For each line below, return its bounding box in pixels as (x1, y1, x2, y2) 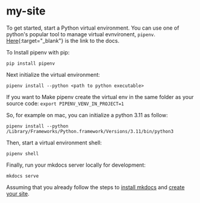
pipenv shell (6, 150, 39, 156)
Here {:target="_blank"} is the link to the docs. (6, 37, 119, 44)
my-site (6, 4, 46, 18)
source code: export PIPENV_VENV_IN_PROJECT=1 (6, 100, 125, 107)
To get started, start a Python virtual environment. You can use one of (6, 24, 180, 31)
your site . (6, 190, 30, 197)
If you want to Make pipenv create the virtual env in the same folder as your (6, 93, 194, 100)
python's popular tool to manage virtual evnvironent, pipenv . (6, 30, 155, 37)
